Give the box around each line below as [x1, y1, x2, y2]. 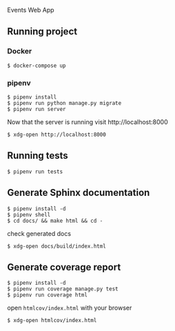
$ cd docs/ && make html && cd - [7, 217, 103, 224]
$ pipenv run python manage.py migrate [7, 99, 122, 106]
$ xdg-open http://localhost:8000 [7, 131, 107, 138]
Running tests [7, 150, 69, 161]
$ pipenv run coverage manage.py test [7, 285, 119, 292]
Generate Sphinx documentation [7, 187, 150, 199]
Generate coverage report [7, 261, 121, 273]
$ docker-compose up [7, 62, 67, 69]
